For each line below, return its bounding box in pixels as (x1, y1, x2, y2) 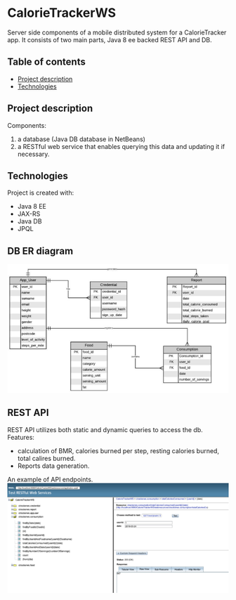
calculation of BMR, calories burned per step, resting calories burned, (17, 446, 220, 455)
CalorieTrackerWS (7, 5, 117, 21)
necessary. (17, 150, 50, 158)
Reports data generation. (17, 462, 90, 470)
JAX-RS (17, 209, 41, 219)
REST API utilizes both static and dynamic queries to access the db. (7, 425, 204, 433)
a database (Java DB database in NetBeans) (17, 135, 146, 143)
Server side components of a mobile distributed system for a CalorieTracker (7, 28, 227, 37)
